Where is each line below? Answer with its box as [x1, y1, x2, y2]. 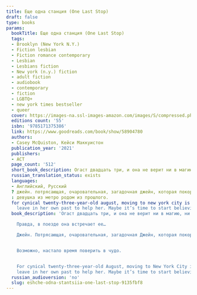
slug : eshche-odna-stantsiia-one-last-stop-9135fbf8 [11, 280, 143, 286]
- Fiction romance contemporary [11, 52, 91, 58]
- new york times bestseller [11, 101, 83, 108]
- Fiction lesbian [11, 47, 57, 53]
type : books [6, 19, 35, 25]
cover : [11, 112, 28, 118]
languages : [11, 178, 38, 184]
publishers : [11, 150, 41, 156]
